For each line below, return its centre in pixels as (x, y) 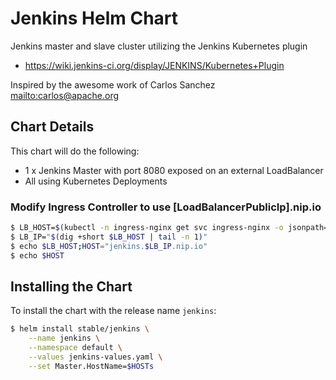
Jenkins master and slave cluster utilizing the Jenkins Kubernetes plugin (159, 46)
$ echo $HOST (37, 255)
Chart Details (52, 127)
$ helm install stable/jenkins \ (80, 329)
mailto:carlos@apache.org (65, 95)
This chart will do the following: (75, 151)
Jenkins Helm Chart (94, 18)
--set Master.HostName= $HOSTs (91, 366)
